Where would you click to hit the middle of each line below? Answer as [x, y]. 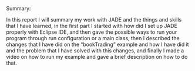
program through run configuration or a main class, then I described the [93, 38]
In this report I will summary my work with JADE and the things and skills [94, 19]
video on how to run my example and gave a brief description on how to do [97, 57]
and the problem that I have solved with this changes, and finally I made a [95, 51]
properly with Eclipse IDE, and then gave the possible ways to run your [92, 32]
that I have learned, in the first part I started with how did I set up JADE [92, 26]
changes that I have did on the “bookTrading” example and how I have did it [97, 44]
